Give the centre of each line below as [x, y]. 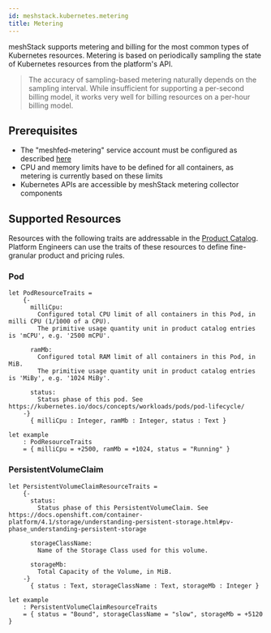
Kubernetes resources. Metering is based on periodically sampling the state [135, 55]
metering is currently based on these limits [92, 176]
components [41, 193]
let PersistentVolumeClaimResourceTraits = [83, 486]
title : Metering [36, 24]
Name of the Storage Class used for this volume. [123, 550]
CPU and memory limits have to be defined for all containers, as [127, 168]
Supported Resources [65, 218]
